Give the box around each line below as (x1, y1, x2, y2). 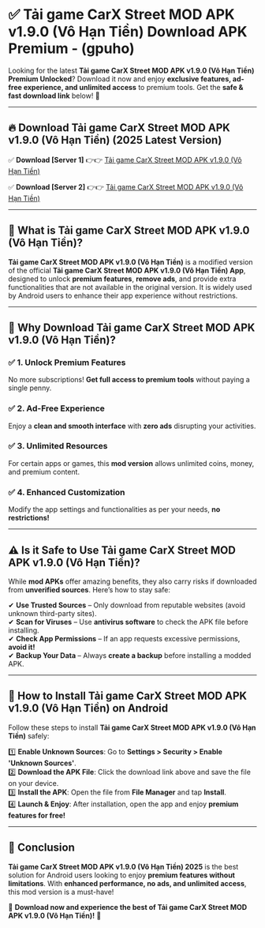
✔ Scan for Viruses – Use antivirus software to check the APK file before (8, 617, 248, 626)
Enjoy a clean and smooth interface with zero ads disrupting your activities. (8, 421, 256, 430)
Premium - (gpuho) (8, 39, 136, 58)
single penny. (8, 383, 52, 393)
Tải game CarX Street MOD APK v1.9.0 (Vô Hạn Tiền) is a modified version (8, 257, 254, 266)
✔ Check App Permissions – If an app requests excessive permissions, (8, 633, 241, 643)
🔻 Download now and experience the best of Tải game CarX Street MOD (8, 902, 248, 911)
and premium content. (8, 467, 80, 476)
